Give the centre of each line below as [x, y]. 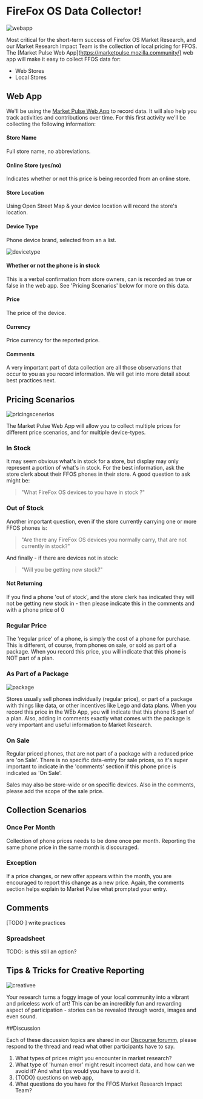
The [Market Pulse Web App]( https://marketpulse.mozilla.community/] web [100, 52]
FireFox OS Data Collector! [74, 11]
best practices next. [31, 380]
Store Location [25, 192]
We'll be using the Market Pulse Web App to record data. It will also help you [101, 111]
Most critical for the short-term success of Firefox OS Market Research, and [101, 39]
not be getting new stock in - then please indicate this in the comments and [101, 603]
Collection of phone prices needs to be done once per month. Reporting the [101, 840]
